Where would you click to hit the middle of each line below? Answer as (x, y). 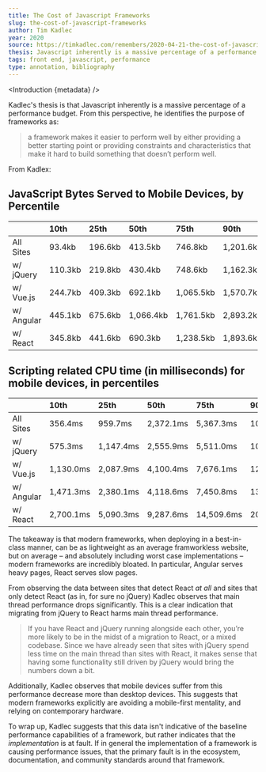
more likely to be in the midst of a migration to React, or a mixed (131, 637)
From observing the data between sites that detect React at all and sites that (133, 588)
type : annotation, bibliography (61, 67)
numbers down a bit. (61, 671)
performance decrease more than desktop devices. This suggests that (123, 694)
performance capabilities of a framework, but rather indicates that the (122, 735)
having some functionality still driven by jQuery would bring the (131, 662)
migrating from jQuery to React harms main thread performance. (114, 613)
